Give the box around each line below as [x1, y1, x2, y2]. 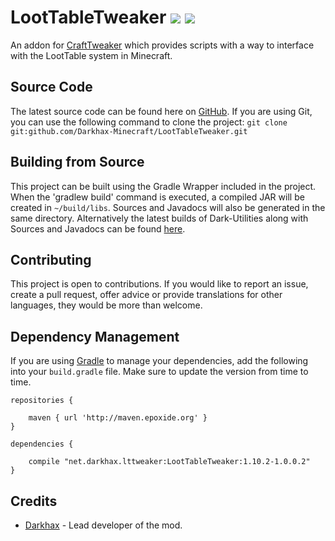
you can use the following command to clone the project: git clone [10, 116, 288, 128]
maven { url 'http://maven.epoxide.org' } [28, 413, 208, 423]
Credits [10, 492, 58, 510]
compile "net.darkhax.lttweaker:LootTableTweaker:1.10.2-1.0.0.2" [28, 457, 311, 467]
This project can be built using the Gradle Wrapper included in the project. [10, 180, 317, 192]
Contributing [10, 251, 92, 268]
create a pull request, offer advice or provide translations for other [10, 289, 283, 301]
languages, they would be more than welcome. [10, 299, 203, 311]
